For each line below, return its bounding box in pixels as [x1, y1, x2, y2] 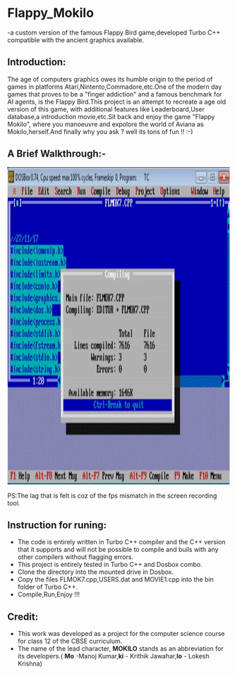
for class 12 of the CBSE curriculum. [17, 637, 123, 646]
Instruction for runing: [7, 519, 107, 531]
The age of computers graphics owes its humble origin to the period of [7, 75, 213, 83]
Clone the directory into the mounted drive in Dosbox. [17, 568, 174, 576]
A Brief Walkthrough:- [7, 148, 107, 160]
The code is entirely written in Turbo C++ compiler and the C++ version [17, 538, 226, 546]
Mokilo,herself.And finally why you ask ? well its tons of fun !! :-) [7, 127, 193, 135]
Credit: [7, 611, 39, 623]
